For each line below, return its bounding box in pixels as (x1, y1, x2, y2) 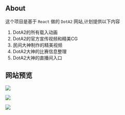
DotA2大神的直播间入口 (12, 55, 62, 61)
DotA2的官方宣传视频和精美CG (12, 35, 78, 41)
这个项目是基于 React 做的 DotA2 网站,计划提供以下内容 (5, 18, 120, 25)
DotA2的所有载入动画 (12, 29, 58, 35)
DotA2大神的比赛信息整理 (12, 48, 67, 54)
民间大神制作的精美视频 (12, 42, 62, 48)
